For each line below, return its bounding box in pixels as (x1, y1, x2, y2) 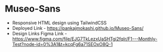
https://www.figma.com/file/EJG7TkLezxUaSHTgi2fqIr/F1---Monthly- (12, 36, 158, 42)
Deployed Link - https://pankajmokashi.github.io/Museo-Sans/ (12, 25, 144, 31)
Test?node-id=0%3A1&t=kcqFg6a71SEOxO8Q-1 (12, 41, 113, 47)
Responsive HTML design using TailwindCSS (12, 20, 107, 26)
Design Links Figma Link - (12, 30, 67, 36)
